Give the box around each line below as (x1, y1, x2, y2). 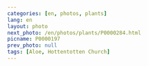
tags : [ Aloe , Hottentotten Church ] (7, 49, 110, 56)
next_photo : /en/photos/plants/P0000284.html (7, 29, 141, 36)
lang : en (7, 16, 33, 23)
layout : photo (7, 23, 49, 30)
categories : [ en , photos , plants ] (7, 10, 108, 17)
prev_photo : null (7, 42, 58, 49)
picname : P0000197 (7, 36, 60, 43)
